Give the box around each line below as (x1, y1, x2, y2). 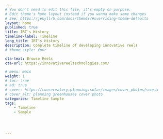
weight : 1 (5, 74, 25, 79)
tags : (5, 101, 16, 106)
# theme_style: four (5, 47, 47, 52)
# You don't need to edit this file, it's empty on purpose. (5, 7, 131, 12)
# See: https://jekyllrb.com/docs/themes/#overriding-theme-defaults (5, 16, 149, 21)
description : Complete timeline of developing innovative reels (5, 43, 138, 48)
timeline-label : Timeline (5, 34, 57, 39)
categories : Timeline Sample (5, 96, 64, 101)
